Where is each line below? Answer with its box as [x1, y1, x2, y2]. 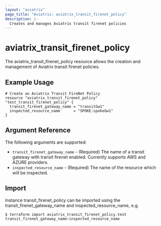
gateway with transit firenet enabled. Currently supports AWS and [12, 154, 146, 160]
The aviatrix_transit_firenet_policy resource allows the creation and [5, 59, 141, 65]
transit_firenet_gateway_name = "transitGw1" [9, 104, 105, 109]
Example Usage [5, 78, 54, 86]
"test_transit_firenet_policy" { [5, 100, 74, 105]
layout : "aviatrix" [5, 7, 45, 12]
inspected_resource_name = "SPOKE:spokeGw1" [9, 109, 113, 113]
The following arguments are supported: [5, 139, 87, 145]
